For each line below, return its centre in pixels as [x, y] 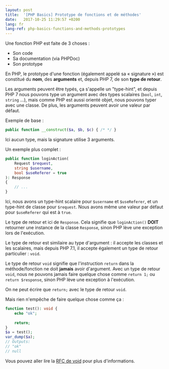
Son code [23, 53]
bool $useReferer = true [40, 173]
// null [13, 351]
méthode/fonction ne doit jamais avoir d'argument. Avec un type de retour [83, 269]
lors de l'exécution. [25, 233]
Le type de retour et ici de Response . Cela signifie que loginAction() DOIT [82, 222]
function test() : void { [31, 309]
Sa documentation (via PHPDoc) [46, 58]
